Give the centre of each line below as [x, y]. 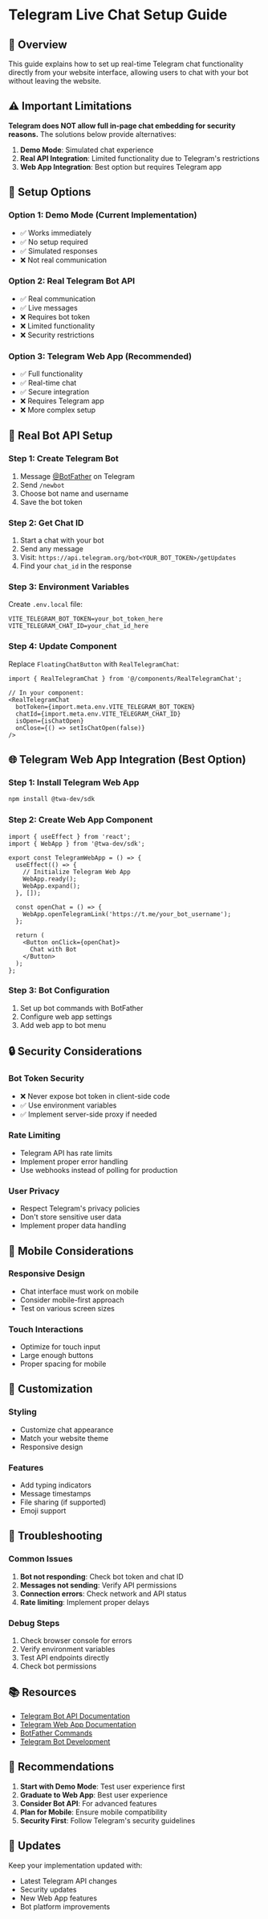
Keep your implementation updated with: [75, 1865]
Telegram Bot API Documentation [75, 1715]
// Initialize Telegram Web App [77, 872]
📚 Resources [43, 1692]
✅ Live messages [49, 307]
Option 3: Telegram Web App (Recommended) [100, 356]
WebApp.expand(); [52, 886]
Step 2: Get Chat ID [46, 522]
